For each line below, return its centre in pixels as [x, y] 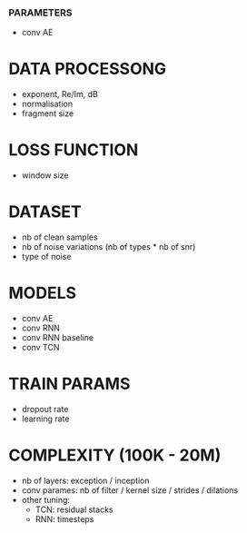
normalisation [47, 104]
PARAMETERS [40, 13]
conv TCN [40, 348]
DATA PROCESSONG [88, 69]
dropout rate [45, 409]
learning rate [45, 419]
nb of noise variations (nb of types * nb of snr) [109, 247]
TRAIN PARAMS [69, 384]
